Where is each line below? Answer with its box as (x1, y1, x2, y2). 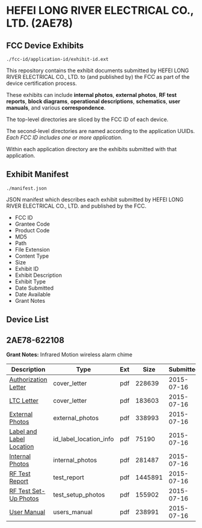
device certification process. (6, 79, 77, 87)
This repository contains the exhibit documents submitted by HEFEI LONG (6, 67, 189, 74)
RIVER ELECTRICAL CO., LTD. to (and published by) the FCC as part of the (6, 73, 190, 80)
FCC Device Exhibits (6, 40, 84, 51)
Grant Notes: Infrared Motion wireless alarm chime (6, 351, 133, 358)
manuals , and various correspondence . (6, 104, 106, 111)
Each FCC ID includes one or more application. (6, 134, 123, 141)
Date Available (14, 290, 51, 298)
